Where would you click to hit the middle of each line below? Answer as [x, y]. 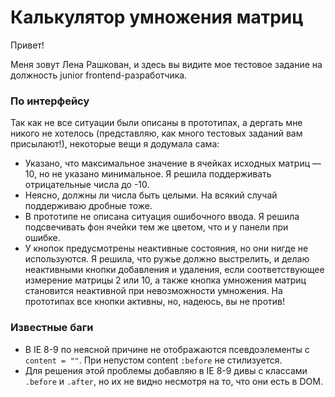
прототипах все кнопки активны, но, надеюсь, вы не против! [154, 302]
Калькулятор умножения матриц [157, 17]
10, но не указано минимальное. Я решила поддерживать [148, 174]
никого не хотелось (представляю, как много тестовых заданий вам [156, 133]
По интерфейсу [50, 101]
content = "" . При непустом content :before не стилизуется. [153, 360]
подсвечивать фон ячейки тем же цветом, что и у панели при [156, 227]
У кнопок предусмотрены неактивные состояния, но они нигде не [166, 248]
